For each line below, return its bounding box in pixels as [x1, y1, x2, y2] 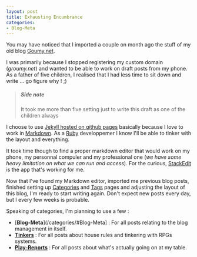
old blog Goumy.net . [6, 48, 55, 55]
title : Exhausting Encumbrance [6, 14, 83, 20]
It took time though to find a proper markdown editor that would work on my [6, 148, 190, 155]
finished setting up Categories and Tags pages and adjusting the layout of [6, 183, 185, 191]
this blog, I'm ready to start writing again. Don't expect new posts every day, [6, 190, 191, 197]
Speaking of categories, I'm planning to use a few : [6, 208, 129, 215]
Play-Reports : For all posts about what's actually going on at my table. [14, 244, 187, 251]
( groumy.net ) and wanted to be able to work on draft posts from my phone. [6, 65, 188, 72]
